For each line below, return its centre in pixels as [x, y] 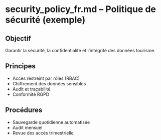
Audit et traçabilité [31, 89]
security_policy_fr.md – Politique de [81, 9]
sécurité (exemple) [45, 20]
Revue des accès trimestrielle [43, 133]
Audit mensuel [27, 127]
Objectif [18, 38]
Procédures [24, 110]
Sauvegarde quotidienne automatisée [51, 122]
